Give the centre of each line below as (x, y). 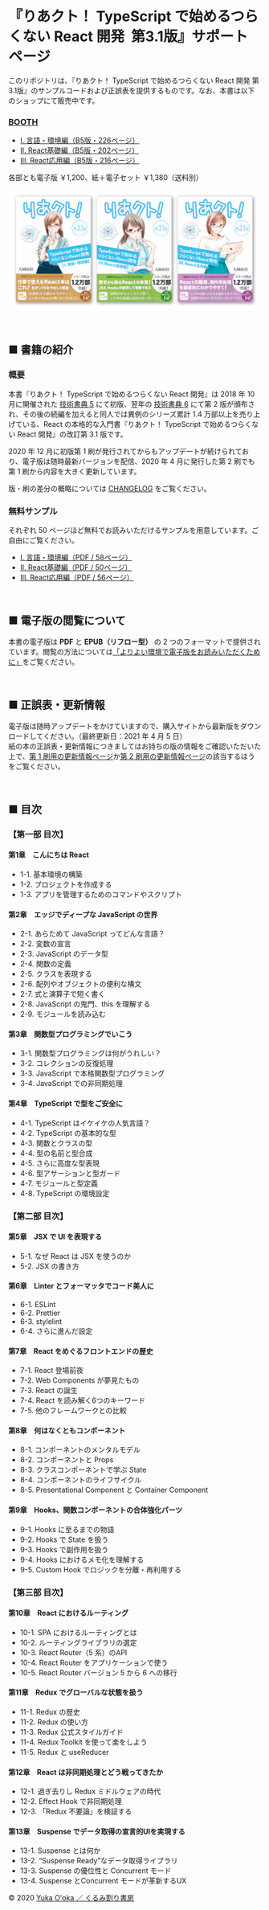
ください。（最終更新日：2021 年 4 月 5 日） (115, 736)
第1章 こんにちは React (49, 855)
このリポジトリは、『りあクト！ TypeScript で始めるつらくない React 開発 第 (134, 80)
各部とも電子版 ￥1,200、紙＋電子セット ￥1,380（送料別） (106, 178)
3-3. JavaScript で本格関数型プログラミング (92, 1073)
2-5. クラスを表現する (56, 974)
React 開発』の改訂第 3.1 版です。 (72, 434)
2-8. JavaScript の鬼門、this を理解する (85, 1004)
